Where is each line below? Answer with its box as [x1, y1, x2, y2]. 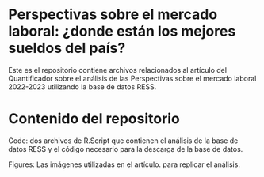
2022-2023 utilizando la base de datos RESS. [8, 81, 157, 92]
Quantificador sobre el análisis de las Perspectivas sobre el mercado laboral [8, 73, 257, 83]
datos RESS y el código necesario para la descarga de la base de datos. [8, 144, 243, 153]
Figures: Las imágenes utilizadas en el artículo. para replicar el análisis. [8, 160, 240, 169]
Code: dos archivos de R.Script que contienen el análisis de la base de [8, 136, 239, 145]
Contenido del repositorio [8, 110, 180, 128]
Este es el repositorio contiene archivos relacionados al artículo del [8, 65, 228, 74]
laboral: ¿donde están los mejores [8, 22, 236, 40]
